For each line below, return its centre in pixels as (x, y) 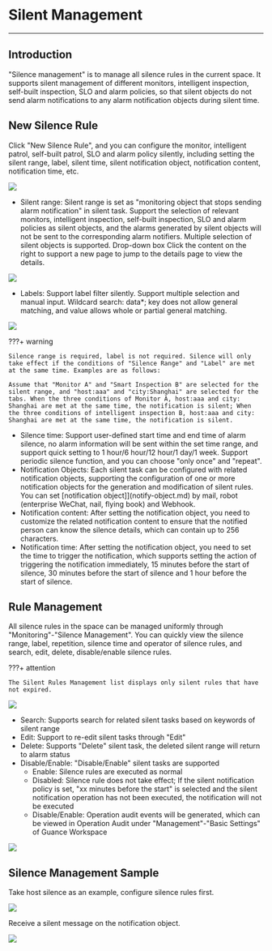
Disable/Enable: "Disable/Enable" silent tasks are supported (120, 763)
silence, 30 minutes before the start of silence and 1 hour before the (133, 572)
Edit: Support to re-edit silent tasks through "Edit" (103, 737)
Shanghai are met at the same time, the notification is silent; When (130, 406)
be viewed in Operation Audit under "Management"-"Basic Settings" (146, 824)
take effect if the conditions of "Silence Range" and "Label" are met (132, 363)
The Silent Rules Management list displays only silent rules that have (134, 683)
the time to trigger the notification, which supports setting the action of (138, 555)
